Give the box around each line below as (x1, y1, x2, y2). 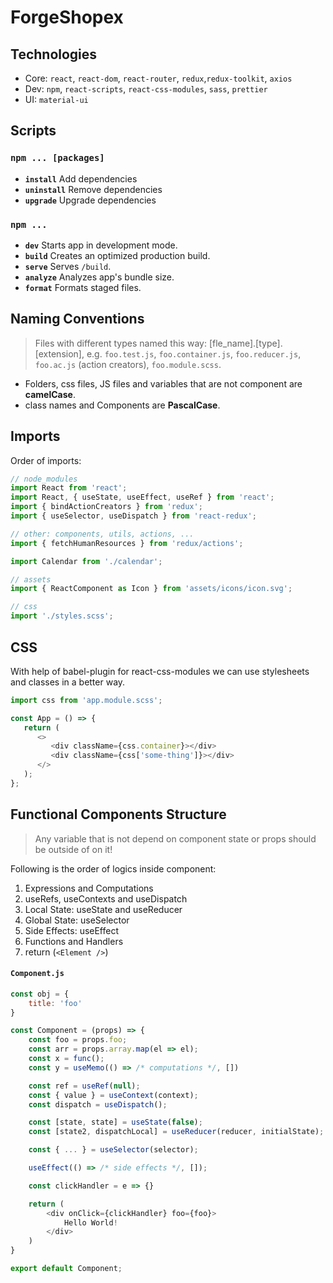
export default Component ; (10, 1264, 123, 1274)
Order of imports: (10, 454, 82, 466)
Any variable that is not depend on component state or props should (34, 832, 317, 845)
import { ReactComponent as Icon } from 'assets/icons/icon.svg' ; (10, 584, 293, 594)
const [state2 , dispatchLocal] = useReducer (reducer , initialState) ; (28, 1127, 325, 1137)
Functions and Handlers (24, 935, 124, 947)
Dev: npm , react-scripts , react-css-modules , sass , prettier (24, 83, 268, 95)
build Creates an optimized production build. (24, 249, 211, 261)
